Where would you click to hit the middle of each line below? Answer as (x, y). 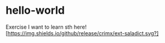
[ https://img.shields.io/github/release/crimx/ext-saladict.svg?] (82, 33)
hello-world (35, 10)
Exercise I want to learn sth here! (46, 27)
